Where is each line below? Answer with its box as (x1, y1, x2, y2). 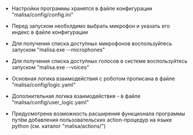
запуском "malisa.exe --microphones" (11, 46, 105, 53)
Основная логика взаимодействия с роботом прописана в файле (11, 75, 175, 82)
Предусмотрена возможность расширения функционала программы (11, 110, 185, 117)
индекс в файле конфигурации (11, 29, 88, 36)
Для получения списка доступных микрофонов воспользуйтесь (11, 40, 173, 47)
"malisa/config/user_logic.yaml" (11, 99, 89, 106)
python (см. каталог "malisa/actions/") (11, 123, 106, 129)
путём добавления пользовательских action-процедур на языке (11, 116, 173, 123)
